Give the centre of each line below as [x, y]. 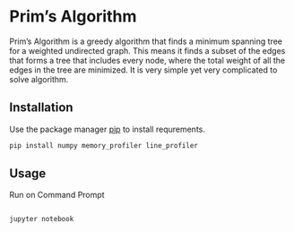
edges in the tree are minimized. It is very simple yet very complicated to [143, 70]
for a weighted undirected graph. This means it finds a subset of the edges [147, 50]
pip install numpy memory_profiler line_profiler [104, 145]
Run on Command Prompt [57, 195]
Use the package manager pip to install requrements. [108, 129]
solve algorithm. [39, 79]
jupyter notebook [42, 219]
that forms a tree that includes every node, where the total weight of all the [147, 60]
